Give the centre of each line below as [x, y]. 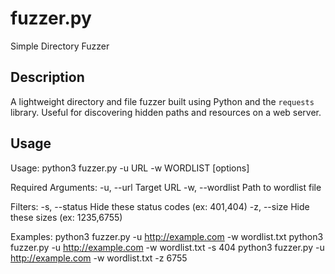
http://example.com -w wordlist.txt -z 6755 [99, 258]
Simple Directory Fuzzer [60, 46]
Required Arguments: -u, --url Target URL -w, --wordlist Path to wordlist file [166, 187]
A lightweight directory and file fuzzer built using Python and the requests [162, 101]
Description [47, 77]
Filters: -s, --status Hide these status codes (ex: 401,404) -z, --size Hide [160, 206]
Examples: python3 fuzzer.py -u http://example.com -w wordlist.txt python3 [167, 236]
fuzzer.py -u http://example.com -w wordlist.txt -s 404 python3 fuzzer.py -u [167, 247]
